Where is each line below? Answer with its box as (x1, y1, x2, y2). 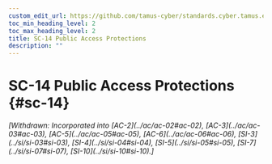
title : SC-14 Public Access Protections (8, 34, 147, 43)
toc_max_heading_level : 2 (8, 27, 96, 35)
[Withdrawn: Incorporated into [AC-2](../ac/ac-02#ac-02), (8, 120, 204, 130)
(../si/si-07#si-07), (8, 146, 69, 156)
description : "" (8, 42, 63, 50)
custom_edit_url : (8, 11, 67, 20)
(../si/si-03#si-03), (8, 138, 70, 148)
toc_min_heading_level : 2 (8, 19, 96, 27)
